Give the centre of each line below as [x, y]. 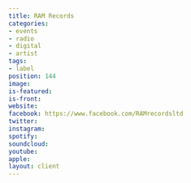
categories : [28, 23]
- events [23, 31]
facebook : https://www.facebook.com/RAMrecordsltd [96, 114]
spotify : [23, 136]
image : [20, 83]
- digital [25, 46]
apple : [20, 159]
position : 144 [33, 76]
